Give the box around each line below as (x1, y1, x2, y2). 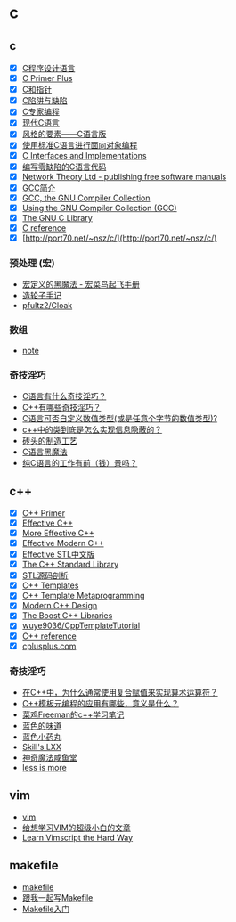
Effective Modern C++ (21, 537, 104, 548)
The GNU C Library (21, 212, 94, 223)
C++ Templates (21, 580, 79, 591)
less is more (21, 762, 67, 772)
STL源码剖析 (21, 570, 69, 581)
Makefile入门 (21, 903, 69, 914)
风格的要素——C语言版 (21, 128, 107, 140)
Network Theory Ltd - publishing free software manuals (21, 171, 227, 182)
